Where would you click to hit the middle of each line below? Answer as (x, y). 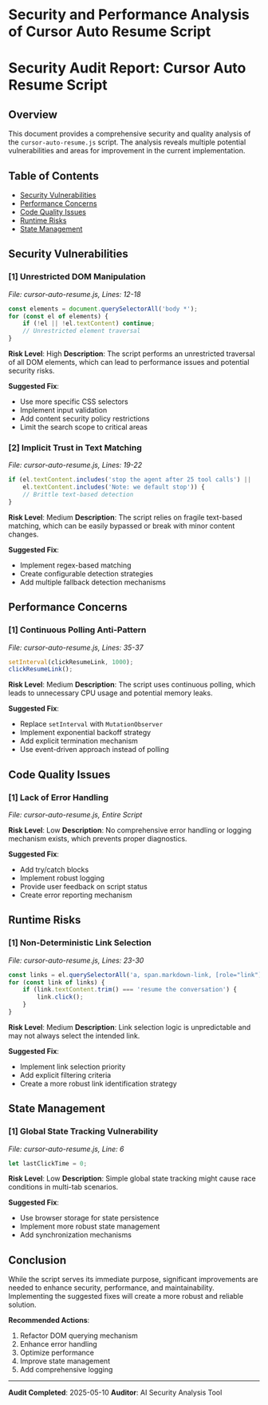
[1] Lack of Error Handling (59, 797)
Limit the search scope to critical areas (83, 427)
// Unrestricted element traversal (82, 331)
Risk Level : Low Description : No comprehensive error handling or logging (130, 830)
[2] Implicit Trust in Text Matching (75, 447)
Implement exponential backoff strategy (85, 733)
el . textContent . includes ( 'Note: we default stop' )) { (114, 487)
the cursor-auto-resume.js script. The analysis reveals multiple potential (127, 142)
